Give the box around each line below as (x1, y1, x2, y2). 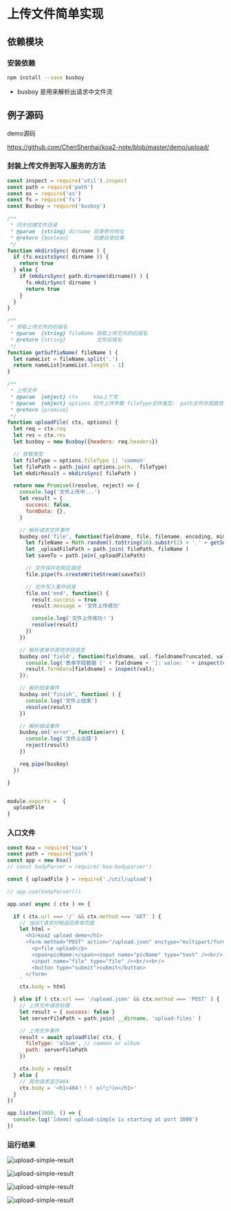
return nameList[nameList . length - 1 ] (13, 362, 125, 369)
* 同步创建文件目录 (10, 221, 58, 229)
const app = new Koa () (7, 857, 72, 864)
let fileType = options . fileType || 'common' (13, 457, 146, 464)
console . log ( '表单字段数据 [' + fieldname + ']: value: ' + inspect (25, 659, 220, 666)
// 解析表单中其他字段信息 (19, 646, 85, 653)
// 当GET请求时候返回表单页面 (19, 919, 95, 926)
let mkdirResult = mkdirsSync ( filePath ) (13, 470, 137, 477)
